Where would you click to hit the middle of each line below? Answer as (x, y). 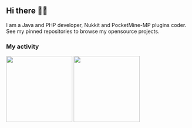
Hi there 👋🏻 (27, 11)
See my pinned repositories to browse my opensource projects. (83, 31)
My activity (23, 46)
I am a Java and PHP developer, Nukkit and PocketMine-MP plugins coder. (96, 25)
